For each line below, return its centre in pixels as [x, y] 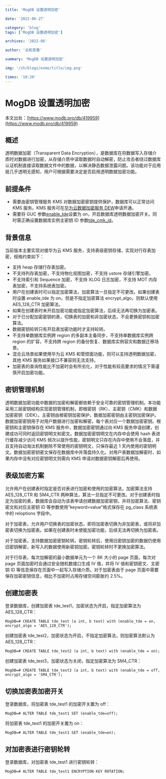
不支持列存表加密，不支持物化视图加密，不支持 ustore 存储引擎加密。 [83, 273]
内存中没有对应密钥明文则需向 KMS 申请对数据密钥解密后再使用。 [76, 458]
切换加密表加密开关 [34, 691]
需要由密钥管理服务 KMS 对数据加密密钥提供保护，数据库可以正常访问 [83, 202]
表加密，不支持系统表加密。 [41, 286]
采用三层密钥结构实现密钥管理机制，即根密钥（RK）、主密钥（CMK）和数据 [81, 409]
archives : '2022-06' [26, 41]
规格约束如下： [29, 257]
